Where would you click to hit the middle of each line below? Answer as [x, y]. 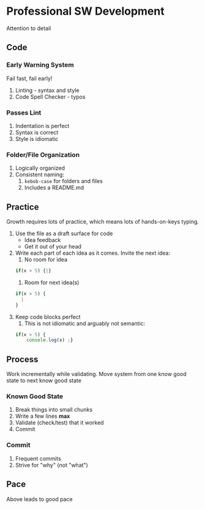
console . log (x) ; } [50, 340]
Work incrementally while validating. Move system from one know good [96, 374]
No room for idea [46, 260]
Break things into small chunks [54, 410]
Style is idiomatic [37, 138]
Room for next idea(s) [52, 282]
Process [22, 359]
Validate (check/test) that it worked [59, 423]
